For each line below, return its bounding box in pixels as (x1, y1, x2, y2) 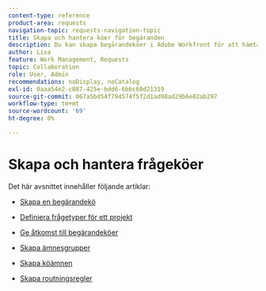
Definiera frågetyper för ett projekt (19, 212, 133, 221)
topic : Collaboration (8, 63, 80, 71)
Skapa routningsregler (19, 274, 93, 283)
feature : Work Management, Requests (8, 56, 129, 64)
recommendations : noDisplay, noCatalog (8, 77, 140, 85)
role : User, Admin (8, 70, 69, 78)
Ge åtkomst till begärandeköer (19, 227, 119, 237)
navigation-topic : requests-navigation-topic (8, 26, 161, 34)
